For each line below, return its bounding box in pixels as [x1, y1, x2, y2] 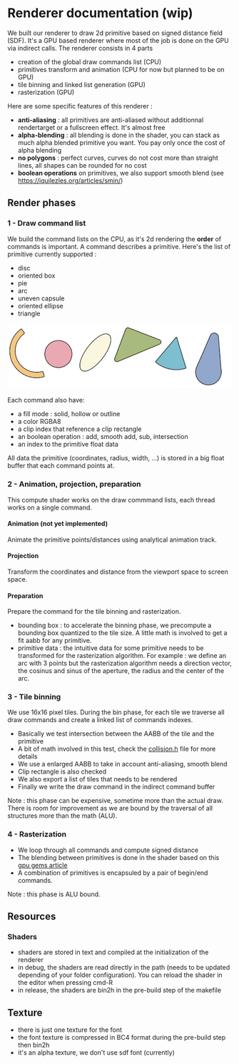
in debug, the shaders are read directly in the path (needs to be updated [17, 963, 230, 972]
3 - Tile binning [7, 692, 61, 702]
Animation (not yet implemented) [7, 520, 108, 528]
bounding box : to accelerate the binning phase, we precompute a [17, 621, 212, 629]
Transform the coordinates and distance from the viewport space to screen [7, 567, 228, 576]
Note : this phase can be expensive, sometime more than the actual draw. [7, 796, 223, 805]
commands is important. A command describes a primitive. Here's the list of [7, 242, 231, 250]
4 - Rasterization [7, 829, 67, 839]
